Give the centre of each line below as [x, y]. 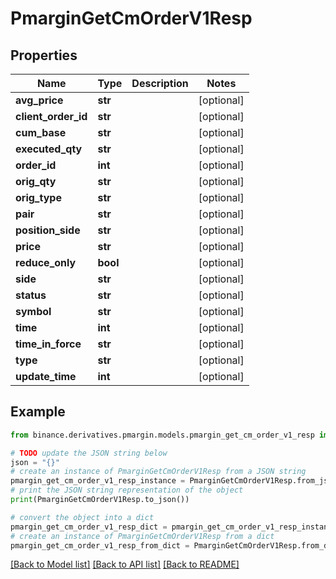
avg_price [39, 100]
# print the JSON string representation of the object [127, 490]
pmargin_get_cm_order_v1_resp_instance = [98, 481]
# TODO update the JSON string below [89, 453]
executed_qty [49, 149]
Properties [44, 55]
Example [38, 412]
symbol [33, 311]
